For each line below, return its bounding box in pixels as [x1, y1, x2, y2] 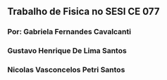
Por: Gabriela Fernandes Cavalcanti [7, 27, 132, 37]
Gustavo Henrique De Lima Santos [7, 46, 127, 56]
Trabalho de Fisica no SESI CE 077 [7, 6, 160, 18]
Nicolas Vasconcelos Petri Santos [7, 65, 125, 75]
